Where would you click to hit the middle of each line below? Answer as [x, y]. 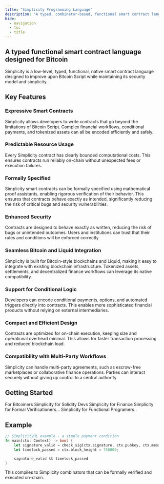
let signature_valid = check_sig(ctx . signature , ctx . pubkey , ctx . [83, 445]
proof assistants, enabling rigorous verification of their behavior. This [74, 194]
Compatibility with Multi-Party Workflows [56, 356]
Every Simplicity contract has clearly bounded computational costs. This [78, 155]
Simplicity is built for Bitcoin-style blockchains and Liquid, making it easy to [81, 261]
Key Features [26, 97]
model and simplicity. [26, 81]
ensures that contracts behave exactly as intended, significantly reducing [79, 199]
